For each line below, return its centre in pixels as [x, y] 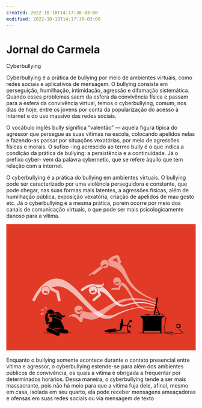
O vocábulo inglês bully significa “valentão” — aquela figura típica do [92, 128]
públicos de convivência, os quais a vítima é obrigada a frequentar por [93, 373]
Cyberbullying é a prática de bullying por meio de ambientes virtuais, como [99, 78]
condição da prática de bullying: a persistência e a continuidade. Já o [92, 153]
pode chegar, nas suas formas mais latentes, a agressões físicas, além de [98, 190]
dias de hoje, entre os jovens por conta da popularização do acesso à [93, 110]
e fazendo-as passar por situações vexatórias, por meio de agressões [93, 141]
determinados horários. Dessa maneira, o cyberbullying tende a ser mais [96, 379]
